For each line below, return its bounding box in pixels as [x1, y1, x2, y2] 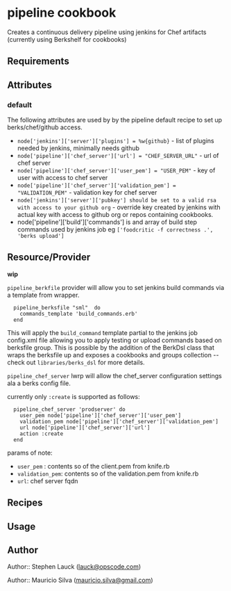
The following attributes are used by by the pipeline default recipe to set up [7, 116, 223, 124]
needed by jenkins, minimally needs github [17, 144, 140, 152]
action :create [19, 430, 64, 437]
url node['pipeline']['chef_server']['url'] [19, 424, 151, 431]
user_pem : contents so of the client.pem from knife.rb [17, 462, 170, 470]
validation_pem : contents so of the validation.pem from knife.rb [17, 469, 199, 478]
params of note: [7, 448, 53, 457]
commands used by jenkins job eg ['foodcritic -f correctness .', [17, 225, 214, 234]
